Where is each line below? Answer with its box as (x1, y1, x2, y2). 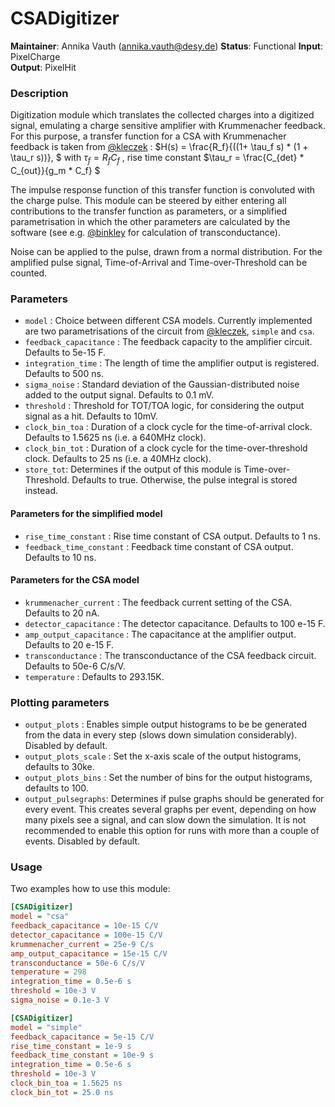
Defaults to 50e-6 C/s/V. (24, 660, 126, 672)
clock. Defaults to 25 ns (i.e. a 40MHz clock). (24, 453, 212, 465)
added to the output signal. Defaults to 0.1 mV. (24, 389, 215, 401)
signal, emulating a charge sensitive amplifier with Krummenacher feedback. (10, 120, 326, 132)
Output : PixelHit (10, 61, 77, 73)
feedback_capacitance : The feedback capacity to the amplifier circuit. (24, 336, 313, 348)
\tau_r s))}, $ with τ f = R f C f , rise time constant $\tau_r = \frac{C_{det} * (10, 152, 305, 166)
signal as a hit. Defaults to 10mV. (24, 410, 158, 422)
